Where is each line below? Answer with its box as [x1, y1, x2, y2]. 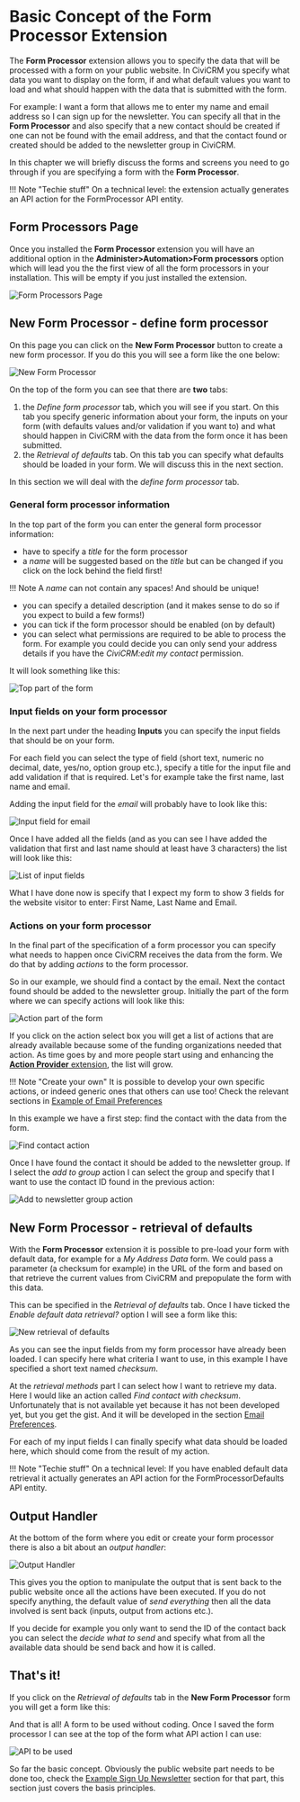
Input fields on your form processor [9, 704, 168, 717]
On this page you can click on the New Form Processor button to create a [9, 339, 283, 350]
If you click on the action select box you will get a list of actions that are [9, 1030, 274, 1041]
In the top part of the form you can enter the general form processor [9, 519, 262, 530]
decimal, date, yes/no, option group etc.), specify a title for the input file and [9, 762, 291, 773]
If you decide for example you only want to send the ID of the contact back [9, 1623, 287, 1634]
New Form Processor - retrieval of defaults [9, 1220, 253, 1235]
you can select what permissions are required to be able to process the [22, 628, 287, 640]
